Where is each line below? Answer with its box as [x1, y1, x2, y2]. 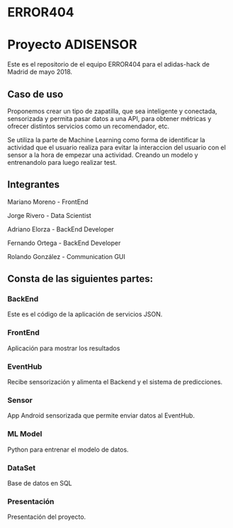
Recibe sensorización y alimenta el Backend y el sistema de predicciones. [7, 378, 223, 386]
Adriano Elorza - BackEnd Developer [7, 224, 115, 234]
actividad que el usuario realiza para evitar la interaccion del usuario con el [7, 143, 227, 151]
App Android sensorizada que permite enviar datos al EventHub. [7, 411, 195, 420]
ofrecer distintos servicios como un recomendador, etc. [7, 122, 170, 130]
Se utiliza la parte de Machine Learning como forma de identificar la [7, 135, 205, 144]
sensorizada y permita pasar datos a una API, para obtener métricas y [7, 114, 212, 122]
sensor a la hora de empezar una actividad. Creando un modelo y [7, 150, 198, 159]
